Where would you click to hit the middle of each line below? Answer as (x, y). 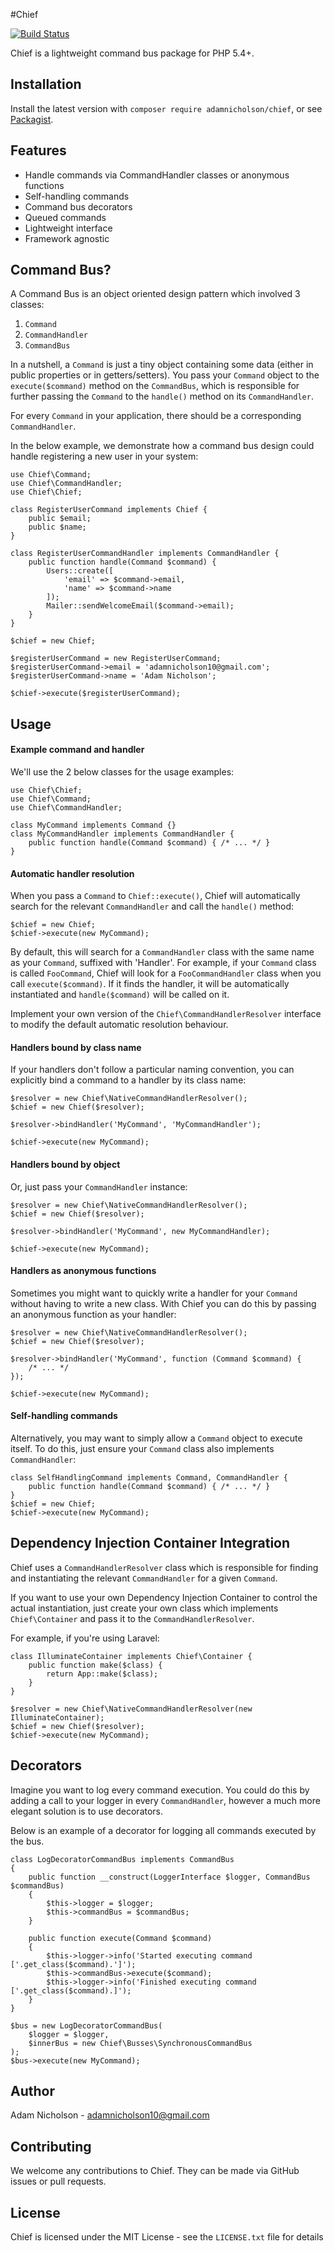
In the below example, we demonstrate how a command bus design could (162, 446)
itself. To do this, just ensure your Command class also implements (142, 1449)
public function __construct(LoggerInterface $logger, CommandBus (169, 1877)
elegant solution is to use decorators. (87, 1811)
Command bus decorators (78, 206)
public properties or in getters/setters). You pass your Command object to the (165, 375)
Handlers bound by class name (76, 1047)
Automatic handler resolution (72, 873)
